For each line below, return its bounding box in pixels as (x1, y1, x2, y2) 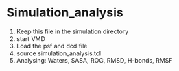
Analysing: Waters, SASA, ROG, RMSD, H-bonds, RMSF (16, 56, 173, 64)
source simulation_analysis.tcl (16, 49, 101, 57)
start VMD (16, 34, 46, 42)
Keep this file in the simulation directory (16, 27, 129, 35)
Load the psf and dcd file (16, 42, 88, 50)
